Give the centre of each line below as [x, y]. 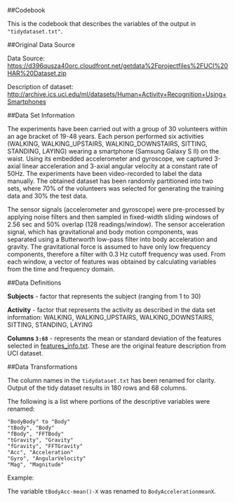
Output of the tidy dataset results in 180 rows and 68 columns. [97, 388]
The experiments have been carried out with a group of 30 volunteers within [117, 129]
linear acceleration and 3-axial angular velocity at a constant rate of [120, 166]
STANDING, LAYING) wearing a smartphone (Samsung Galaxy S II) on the [113, 151]
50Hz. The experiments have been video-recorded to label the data [105, 174]
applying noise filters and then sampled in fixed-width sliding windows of [113, 217]
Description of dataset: [40, 87]
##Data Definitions [34, 283]
